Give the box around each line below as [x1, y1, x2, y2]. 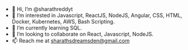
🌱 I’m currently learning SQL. [11, 24, 82, 31]
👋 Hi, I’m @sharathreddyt [11, 6, 73, 12]
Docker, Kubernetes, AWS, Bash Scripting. [11, 18, 115, 25]
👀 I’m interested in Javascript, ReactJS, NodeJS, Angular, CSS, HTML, [11, 12, 183, 19]
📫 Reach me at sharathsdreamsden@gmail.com [11, 37, 130, 44]
